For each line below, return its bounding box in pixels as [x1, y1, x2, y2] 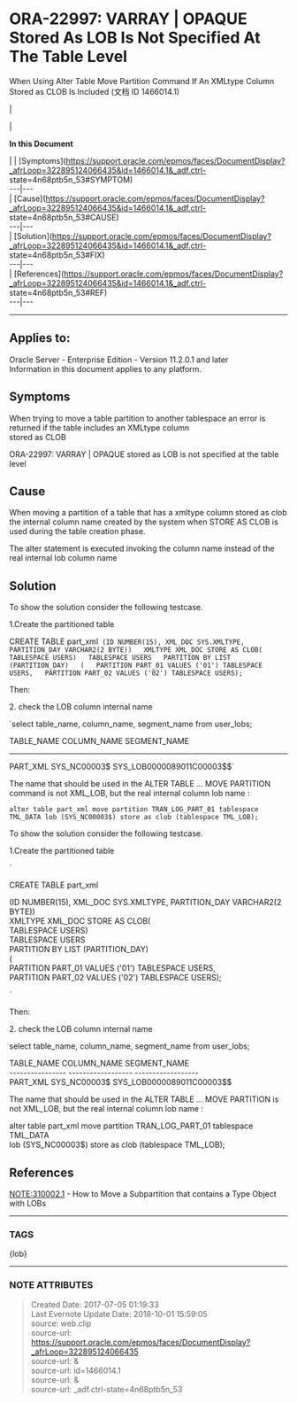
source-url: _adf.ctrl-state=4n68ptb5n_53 [30, 1384, 183, 1394]
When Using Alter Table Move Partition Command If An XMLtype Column [9, 75, 275, 86]
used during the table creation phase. [9, 526, 146, 537]
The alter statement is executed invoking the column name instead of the [9, 543, 275, 554]
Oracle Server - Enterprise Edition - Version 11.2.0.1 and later [9, 354, 229, 365]
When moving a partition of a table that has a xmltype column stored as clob [9, 508, 287, 518]
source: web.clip [30, 1318, 92, 1329]
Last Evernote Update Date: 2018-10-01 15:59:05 [30, 1308, 208, 1319]
